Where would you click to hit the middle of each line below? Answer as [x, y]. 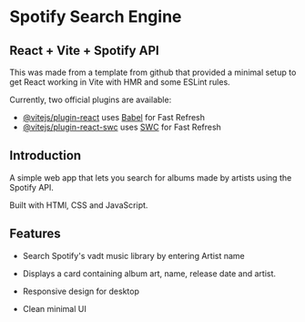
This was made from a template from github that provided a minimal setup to [153, 72]
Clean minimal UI [54, 308]
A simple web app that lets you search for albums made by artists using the [151, 177]
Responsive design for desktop [81, 291]
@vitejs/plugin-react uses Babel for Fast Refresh [114, 117]
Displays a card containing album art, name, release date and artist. [149, 273]
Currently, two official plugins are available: [91, 99]
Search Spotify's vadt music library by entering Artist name [134, 255]
